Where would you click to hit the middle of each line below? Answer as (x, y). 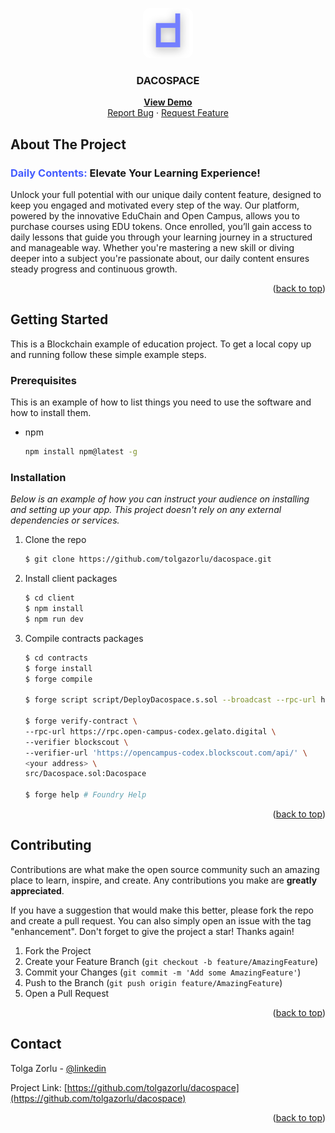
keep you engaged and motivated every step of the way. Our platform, (155, 205)
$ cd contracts (56, 658)
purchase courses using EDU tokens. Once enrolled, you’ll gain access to (161, 226)
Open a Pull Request (67, 993)
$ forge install (58, 668)
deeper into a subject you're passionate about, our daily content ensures (160, 258)
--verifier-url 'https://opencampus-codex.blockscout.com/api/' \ (166, 753)
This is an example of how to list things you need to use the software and (161, 402)
